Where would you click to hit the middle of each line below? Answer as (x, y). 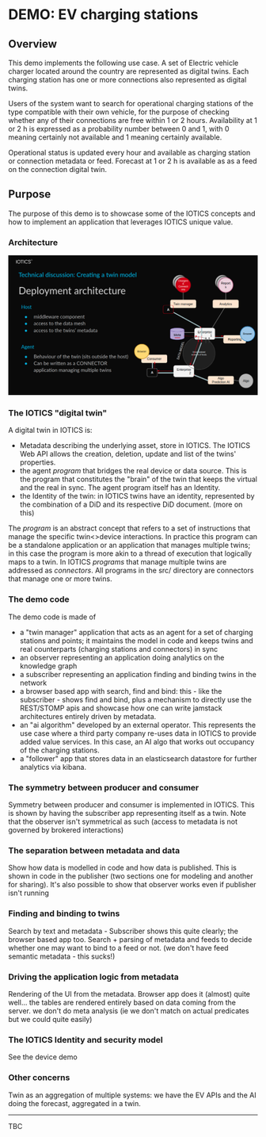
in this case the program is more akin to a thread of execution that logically (130, 553)
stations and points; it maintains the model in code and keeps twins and (136, 641)
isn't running (29, 893)
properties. (38, 462)
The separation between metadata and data (94, 850)
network (33, 683)
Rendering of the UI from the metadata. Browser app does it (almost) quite (129, 993)
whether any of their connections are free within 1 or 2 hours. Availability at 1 (133, 120)
